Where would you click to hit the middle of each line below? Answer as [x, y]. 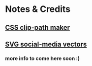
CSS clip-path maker [38, 28]
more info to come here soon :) [43, 58]
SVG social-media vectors [46, 44]
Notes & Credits [38, 9]
